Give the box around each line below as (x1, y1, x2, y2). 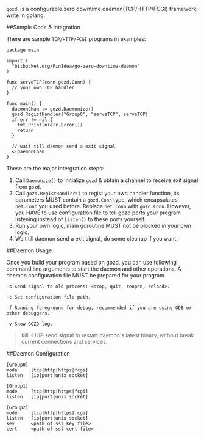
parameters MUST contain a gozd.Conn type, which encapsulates (15, 196, 178, 203)
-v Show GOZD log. (6, 321, 53, 327)
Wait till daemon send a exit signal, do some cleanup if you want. (15, 235, 178, 242)
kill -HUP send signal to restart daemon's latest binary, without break (21, 332, 194, 338)
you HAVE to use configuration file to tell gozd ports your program (15, 209, 181, 216)
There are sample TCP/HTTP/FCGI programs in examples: (6, 35, 146, 42)
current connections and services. (21, 338, 108, 345)
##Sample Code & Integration (6, 24, 81, 31)
